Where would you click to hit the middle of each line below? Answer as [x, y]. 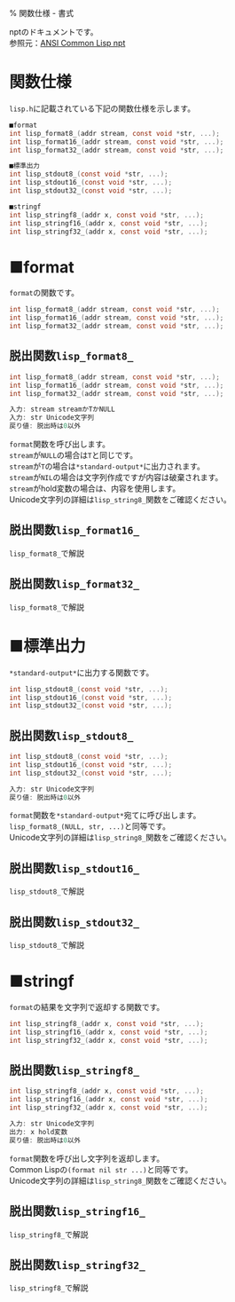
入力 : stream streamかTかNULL [62, 410]
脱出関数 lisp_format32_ [74, 584]
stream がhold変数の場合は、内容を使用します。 [95, 489]
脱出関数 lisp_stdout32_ [74, 922]
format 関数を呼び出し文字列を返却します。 [87, 1158]
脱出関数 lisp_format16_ [74, 530]
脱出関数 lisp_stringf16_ [78, 1211]
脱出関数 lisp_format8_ [71, 356]
